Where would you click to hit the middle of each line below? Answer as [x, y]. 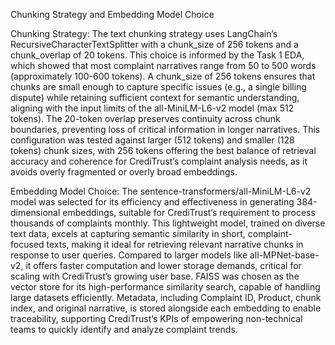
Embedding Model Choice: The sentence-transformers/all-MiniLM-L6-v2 [161, 191]
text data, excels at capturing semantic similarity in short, [128, 233]
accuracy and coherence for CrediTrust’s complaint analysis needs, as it [159, 161]
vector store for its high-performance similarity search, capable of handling [165, 287]
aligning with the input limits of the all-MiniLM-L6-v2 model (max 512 [152, 108]
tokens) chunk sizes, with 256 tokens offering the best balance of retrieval [163, 150]
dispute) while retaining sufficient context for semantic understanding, [155, 97]
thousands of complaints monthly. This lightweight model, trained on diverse [168, 223]
